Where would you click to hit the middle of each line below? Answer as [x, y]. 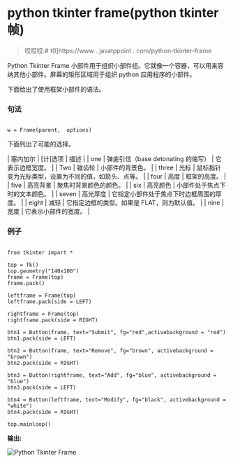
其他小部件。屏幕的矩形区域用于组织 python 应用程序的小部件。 [104, 74]
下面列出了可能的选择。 [41, 144]
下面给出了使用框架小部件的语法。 [56, 89]
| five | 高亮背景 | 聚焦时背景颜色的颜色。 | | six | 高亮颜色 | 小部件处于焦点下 [116, 185]
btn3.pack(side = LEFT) [42, 387]
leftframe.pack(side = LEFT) [50, 302]
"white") [20, 406]
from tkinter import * [40, 253]
